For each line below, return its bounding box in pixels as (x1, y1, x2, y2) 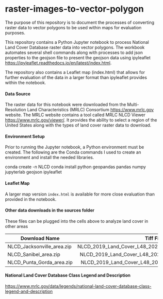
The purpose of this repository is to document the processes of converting (5, 19, 154, 25)
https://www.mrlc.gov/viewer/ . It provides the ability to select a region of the (5, 117, 157, 123)
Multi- (127, 102, 139, 107)
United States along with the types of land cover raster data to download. (5, 123, 151, 128)
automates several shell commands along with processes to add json (5, 50, 143, 55)
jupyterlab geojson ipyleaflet (5, 169, 62, 175)
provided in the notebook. (5, 196, 57, 202)
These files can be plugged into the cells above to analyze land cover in (5, 218, 148, 224)
